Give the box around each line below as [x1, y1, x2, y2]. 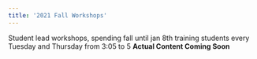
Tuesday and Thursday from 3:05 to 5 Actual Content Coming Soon [8, 41, 230, 51]
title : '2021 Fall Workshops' [8, 11, 108, 20]
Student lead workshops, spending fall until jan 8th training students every [8, 33, 250, 42]
